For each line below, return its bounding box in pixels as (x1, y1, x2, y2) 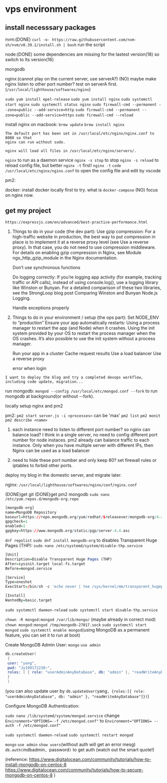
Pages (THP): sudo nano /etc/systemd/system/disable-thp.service (5, 543, 143, 549)
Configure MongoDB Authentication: (5, 703, 80, 709)
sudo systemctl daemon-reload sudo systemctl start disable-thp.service (5, 607, 158, 613)
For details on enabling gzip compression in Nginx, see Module (12, 249, 142, 255)
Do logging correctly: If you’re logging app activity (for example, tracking (12, 274, 162, 280)
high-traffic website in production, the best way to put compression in (12, 233, 156, 239)
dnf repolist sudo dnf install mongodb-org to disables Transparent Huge (5, 537, 158, 543)
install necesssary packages (5, 23, 96, 32)
